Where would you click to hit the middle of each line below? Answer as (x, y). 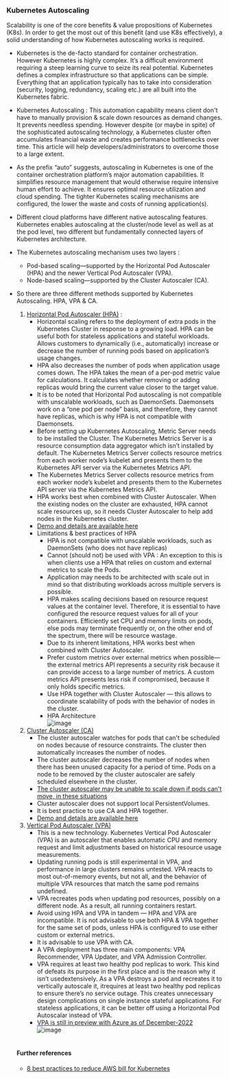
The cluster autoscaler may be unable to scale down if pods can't (129, 789)
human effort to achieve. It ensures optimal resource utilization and (111, 189)
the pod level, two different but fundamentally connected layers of (110, 232)
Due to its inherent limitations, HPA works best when (121, 643)
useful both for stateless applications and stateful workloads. (123, 336)
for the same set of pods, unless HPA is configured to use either (127, 928)
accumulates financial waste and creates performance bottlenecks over (118, 140)
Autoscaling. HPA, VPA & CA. (57, 301)
